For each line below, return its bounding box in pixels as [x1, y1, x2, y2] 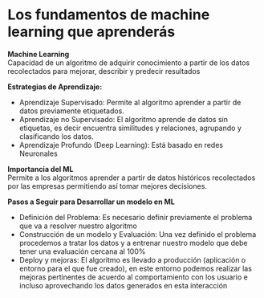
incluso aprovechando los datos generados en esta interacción [18, 280, 228, 290]
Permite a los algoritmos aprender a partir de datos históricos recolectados [7, 173, 256, 182]
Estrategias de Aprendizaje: [7, 82, 103, 92]
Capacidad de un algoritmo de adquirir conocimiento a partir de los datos [7, 58, 250, 67]
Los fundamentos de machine [7, 6, 210, 24]
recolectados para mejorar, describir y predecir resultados [7, 66, 201, 76]
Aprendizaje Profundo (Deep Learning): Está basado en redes [18, 140, 224, 149]
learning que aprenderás [7, 22, 176, 41]
